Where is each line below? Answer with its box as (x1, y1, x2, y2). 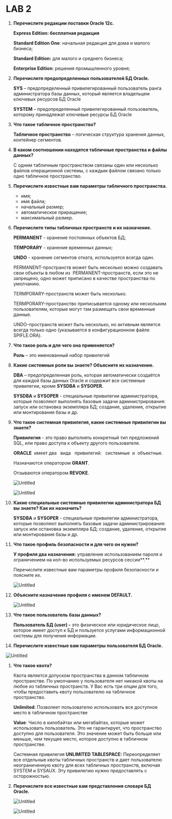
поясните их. (13, 572, 42, 578)
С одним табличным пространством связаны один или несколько (13, 162, 158, 168)
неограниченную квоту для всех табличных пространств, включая (13, 762, 160, 768)
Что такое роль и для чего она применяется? (13, 342, 115, 348)
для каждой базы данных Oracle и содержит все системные (13, 377, 145, 384)
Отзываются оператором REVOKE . (13, 470, 90, 476)
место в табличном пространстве (13, 709, 88, 715)
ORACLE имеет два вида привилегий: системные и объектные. (13, 450, 163, 456)
